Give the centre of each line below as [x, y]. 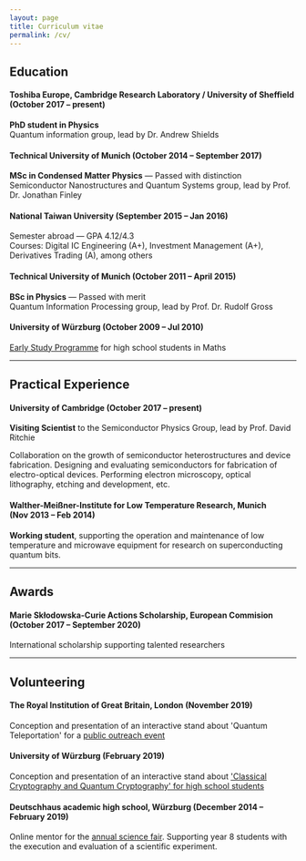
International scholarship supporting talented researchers [117, 645]
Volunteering [47, 682]
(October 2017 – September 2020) [75, 624]
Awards [32, 592]
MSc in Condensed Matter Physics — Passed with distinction [126, 176]
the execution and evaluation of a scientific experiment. [113, 846]
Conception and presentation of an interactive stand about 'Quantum [138, 725]
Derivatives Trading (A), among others [81, 255]
